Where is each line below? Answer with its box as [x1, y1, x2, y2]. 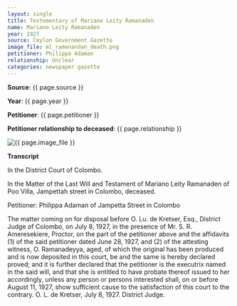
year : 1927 [7, 30, 40, 38]
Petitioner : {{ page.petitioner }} [7, 110, 100, 119]
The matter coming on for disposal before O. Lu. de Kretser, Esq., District [7, 214, 221, 223]
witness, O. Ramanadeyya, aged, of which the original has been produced [7, 245, 224, 253]
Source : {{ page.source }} [7, 83, 84, 91]
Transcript [7, 152, 39, 160]
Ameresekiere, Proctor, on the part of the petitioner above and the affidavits [7, 229, 230, 238]
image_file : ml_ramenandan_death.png [7, 43, 120, 51]
